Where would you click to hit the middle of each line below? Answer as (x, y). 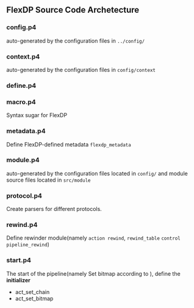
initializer (18, 280)
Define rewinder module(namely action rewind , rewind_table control (94, 238)
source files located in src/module (48, 180)
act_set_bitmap (34, 298)
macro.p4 (21, 102)
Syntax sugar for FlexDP (37, 115)
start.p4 (19, 260)
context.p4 (23, 56)
